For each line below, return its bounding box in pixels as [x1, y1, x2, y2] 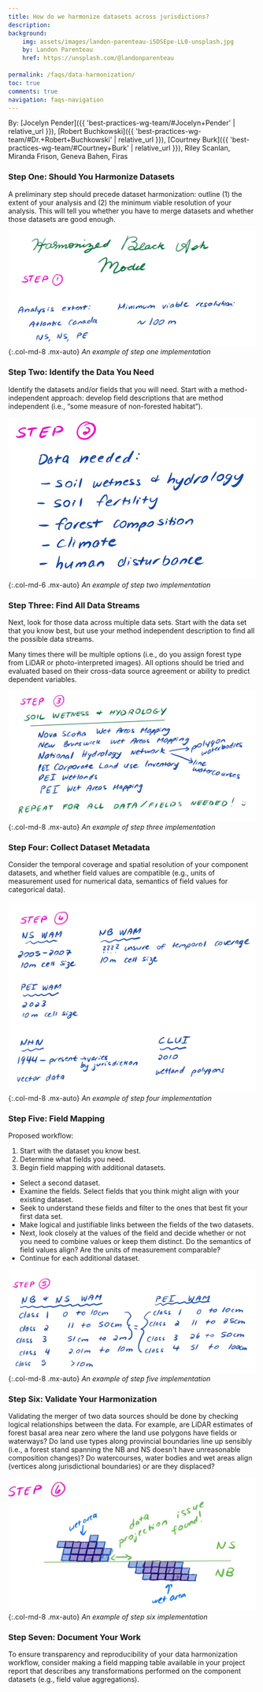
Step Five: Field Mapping [8, 1113, 105, 1124]
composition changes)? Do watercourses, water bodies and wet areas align [8, 1453, 253, 1463]
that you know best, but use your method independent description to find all [8, 626, 255, 635]
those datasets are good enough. [8, 214, 116, 224]
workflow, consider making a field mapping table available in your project [8, 1658, 246, 1668]
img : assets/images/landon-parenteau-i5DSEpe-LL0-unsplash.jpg [22, 38, 235, 46]
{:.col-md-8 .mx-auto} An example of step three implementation [8, 823, 216, 832]
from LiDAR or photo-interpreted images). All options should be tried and [8, 658, 244, 668]
